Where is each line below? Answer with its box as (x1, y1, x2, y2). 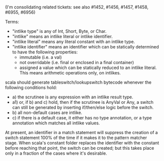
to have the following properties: (12, 49, 78, 55)
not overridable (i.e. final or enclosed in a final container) (19, 60, 134, 65)
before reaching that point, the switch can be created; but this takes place (5, 145, 154, 151)
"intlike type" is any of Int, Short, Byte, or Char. (12, 28, 107, 34)
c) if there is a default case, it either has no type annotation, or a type (12, 115, 152, 120)
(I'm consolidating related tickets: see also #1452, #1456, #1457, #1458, (5, 4, 149, 10)
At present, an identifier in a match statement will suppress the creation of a (5, 130, 158, 135)
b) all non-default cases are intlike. (12, 110, 82, 115)
